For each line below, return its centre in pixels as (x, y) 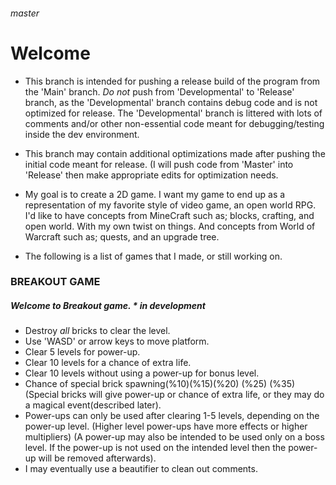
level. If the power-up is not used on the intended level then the (155, 448)
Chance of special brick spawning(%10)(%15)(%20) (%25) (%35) (160, 384)
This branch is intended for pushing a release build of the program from (172, 81)
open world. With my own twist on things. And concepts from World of (170, 226)
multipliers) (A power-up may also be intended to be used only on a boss (174, 437)
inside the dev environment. (82, 134)
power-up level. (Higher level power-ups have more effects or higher (166, 426)
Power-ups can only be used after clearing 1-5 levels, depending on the (172, 416)
